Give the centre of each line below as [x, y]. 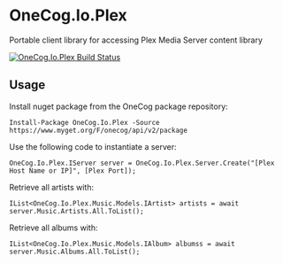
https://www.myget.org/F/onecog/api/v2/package [99, 130]
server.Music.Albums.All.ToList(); [75, 252]
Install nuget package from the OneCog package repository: [119, 106]
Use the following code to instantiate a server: [93, 146]
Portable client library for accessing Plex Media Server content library [136, 40]
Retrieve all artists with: [52, 187]
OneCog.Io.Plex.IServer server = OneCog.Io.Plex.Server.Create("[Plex [142, 163]
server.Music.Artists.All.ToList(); [76, 211]
